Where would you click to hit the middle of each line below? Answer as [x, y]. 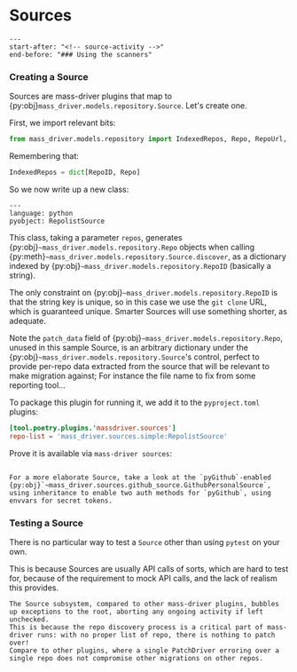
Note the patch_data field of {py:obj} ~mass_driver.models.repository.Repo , [146, 337]
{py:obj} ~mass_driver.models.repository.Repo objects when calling [132, 247]
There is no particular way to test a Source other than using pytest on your [145, 542]
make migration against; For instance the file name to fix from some [133, 376]
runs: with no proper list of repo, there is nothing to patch [156, 636]
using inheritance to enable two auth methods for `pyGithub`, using [141, 493]
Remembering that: [44, 156]
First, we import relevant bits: [63, 123]
